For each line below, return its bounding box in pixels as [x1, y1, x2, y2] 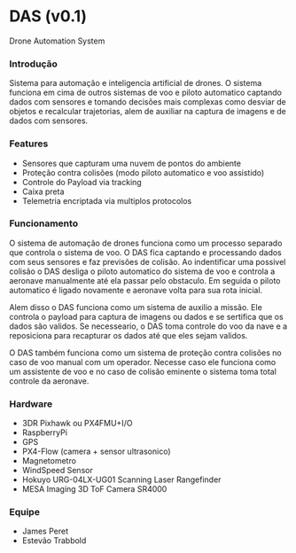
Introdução [9, 58, 58, 70]
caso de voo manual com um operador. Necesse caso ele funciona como [9, 356, 277, 367]
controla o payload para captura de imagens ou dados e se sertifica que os [9, 311, 284, 322]
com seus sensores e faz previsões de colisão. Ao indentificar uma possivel [9, 256, 286, 267]
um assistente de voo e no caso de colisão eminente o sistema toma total [9, 366, 277, 377]
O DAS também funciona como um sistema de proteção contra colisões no [9, 347, 282, 358]
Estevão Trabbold [21, 535, 87, 546]
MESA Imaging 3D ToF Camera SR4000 [21, 484, 167, 495]
